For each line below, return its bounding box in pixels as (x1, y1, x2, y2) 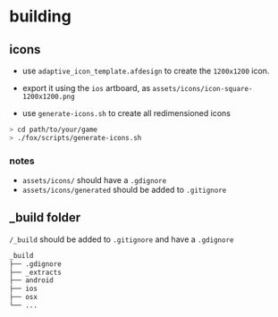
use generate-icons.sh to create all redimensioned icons (21, 108, 231, 118)
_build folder (9, 210, 81, 225)
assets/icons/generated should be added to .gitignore (21, 185, 227, 196)
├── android (9, 276, 54, 285)
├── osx (9, 293, 38, 302)
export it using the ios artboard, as (21, 83, 151, 93)
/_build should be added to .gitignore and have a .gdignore (9, 234, 234, 245)
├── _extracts (9, 268, 63, 277)
